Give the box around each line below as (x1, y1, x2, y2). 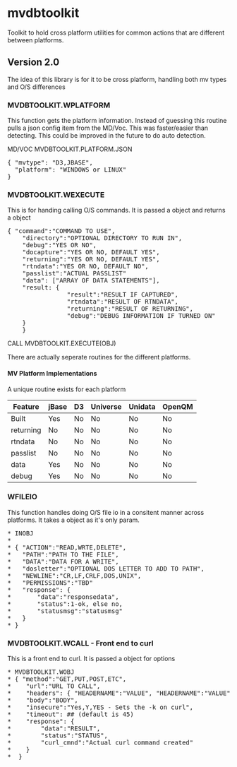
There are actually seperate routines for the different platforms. (7, 353, 191, 362)
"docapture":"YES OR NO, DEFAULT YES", (22, 249, 160, 256)
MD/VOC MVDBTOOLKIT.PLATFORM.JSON (7, 145, 133, 153)
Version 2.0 (7, 57, 60, 69)
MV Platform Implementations (7, 369, 97, 377)
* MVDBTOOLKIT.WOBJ (7, 668, 75, 676)
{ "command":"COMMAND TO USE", (7, 227, 116, 235)
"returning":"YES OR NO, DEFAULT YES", (22, 256, 160, 263)
